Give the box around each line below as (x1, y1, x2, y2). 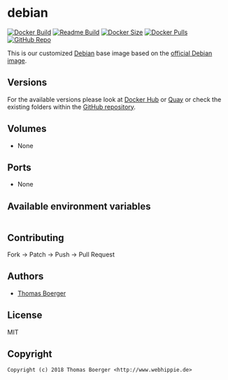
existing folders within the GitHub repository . (7, 103, 136, 111)
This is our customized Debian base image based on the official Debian (7, 49, 213, 57)
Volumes (7, 123, 47, 135)
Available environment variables (7, 200, 152, 212)
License (7, 309, 43, 321)
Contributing (7, 232, 64, 244)
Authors (7, 270, 44, 282)
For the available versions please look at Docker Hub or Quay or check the (7, 95, 222, 103)
